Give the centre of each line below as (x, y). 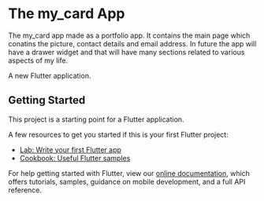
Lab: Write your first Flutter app (71, 149)
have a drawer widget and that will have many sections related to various (126, 52)
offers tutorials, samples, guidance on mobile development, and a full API (127, 181)
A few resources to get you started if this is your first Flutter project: (118, 134)
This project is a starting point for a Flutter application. (96, 119)
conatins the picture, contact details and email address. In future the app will (132, 43)
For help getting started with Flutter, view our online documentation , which (129, 173)
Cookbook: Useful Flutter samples (75, 158)
